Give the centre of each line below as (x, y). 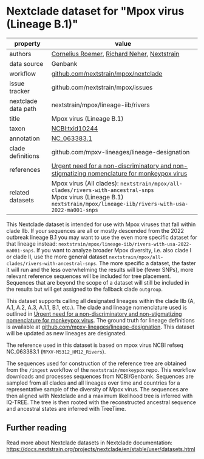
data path (23, 109)
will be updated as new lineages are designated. (67, 333)
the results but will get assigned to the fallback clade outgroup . (84, 289)
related (19, 192)
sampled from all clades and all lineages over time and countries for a (93, 383)
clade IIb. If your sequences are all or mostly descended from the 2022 (95, 230)
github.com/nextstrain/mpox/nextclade (107, 73)
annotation (25, 138)
